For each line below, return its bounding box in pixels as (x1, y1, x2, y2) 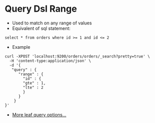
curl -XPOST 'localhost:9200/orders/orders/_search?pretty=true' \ (5, 54, 150, 59)
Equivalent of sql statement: (12, 25, 71, 31)
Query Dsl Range (5, 3, 77, 15)
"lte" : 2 (23, 85, 44, 90)
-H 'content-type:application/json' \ (9, 58, 92, 64)
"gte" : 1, (23, 80, 46, 85)
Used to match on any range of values (12, 20, 92, 26)
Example (12, 44, 31, 50)
